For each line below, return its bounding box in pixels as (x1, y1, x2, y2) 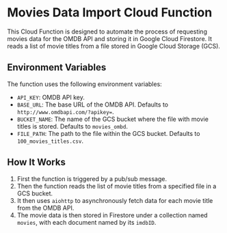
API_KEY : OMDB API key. (16, 93, 85, 101)
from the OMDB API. (16, 204, 75, 212)
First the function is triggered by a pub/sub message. (16, 174, 168, 182)
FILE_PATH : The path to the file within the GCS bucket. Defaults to (16, 129, 200, 137)
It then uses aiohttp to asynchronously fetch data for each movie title (16, 196, 213, 204)
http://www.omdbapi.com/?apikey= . (16, 107, 114, 115)
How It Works (7, 156, 66, 168)
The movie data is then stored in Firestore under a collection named (16, 210, 208, 219)
